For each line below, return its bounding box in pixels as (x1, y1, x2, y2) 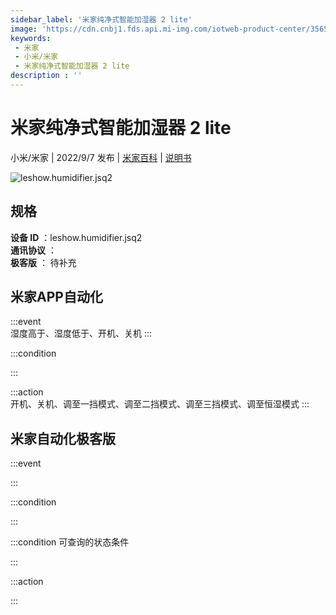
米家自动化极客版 (10, 430, 116, 447)
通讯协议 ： (10, 244, 57, 256)
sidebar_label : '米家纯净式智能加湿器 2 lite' (10, 14, 193, 25)
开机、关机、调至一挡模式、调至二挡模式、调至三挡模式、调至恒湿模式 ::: (10, 398, 310, 410)
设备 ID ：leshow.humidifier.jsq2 (10, 231, 143, 243)
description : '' (10, 71, 83, 81)
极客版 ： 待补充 (10, 256, 77, 268)
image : (10, 24, 38, 34)
